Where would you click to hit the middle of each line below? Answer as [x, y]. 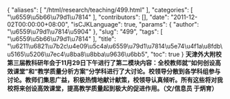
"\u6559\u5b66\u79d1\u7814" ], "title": [62, 39]
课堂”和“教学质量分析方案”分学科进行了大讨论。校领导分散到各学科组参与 [117, 71]
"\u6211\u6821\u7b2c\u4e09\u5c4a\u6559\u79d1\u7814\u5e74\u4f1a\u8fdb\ [115, 46]
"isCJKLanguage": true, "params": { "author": [135, 24]
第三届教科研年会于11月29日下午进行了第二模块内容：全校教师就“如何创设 [111, 63]
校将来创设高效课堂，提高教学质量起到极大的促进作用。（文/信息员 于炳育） [112, 88]
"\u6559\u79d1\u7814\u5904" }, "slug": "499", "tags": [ [85, 31]
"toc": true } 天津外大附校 [186, 54]
